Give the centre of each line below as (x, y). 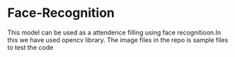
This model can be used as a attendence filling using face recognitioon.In (114, 32)
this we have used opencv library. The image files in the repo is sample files (118, 39)
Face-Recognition (61, 13)
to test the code (30, 47)
